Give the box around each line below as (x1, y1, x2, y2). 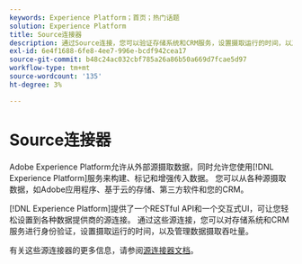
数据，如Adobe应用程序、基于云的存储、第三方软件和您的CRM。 (9, 184, 249, 195)
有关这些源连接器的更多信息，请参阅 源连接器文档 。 (9, 244, 199, 255)
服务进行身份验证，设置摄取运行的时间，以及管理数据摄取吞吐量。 (9, 225, 253, 236)
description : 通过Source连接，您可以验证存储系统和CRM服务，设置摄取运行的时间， (9, 38, 286, 48)
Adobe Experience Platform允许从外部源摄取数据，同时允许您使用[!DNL (9, 161, 274, 172)
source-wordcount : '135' (9, 72, 102, 81)
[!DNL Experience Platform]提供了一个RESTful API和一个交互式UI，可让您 (9, 203, 281, 214)
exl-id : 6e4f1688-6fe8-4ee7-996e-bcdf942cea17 (9, 47, 187, 56)
